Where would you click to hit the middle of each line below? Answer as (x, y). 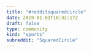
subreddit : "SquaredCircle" (42, 40)
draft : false (23, 23)
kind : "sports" (26, 35)
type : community (27, 29)
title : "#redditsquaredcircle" (46, 12)
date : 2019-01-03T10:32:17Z (42, 18)
